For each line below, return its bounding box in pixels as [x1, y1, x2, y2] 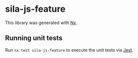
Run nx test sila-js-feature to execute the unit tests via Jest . [5, 47, 134, 53]
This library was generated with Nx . [5, 20, 77, 26]
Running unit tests [5, 34, 63, 42]
